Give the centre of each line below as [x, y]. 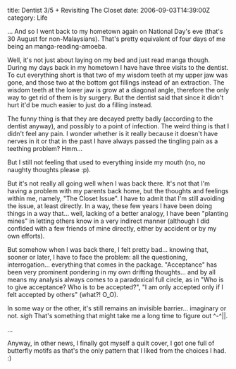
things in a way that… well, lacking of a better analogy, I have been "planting [118, 213]
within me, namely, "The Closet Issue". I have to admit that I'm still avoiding [116, 198]
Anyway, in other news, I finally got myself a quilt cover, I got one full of [111, 343]
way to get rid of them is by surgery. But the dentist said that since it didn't [116, 97]
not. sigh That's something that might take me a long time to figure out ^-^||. [118, 316]
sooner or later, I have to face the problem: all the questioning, [98, 257]
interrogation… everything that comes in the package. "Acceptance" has [112, 265]
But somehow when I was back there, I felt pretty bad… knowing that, [108, 249]
